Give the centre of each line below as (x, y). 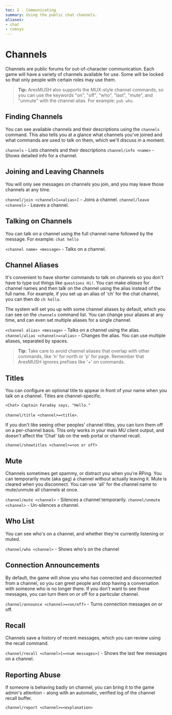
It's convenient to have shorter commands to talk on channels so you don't (84, 278)
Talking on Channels (39, 221)
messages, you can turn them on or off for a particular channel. (72, 594)
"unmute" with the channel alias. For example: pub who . (76, 101)
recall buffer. (19, 698)
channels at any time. (28, 189)
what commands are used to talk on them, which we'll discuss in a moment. (85, 140)
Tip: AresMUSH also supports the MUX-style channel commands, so (91, 90)
